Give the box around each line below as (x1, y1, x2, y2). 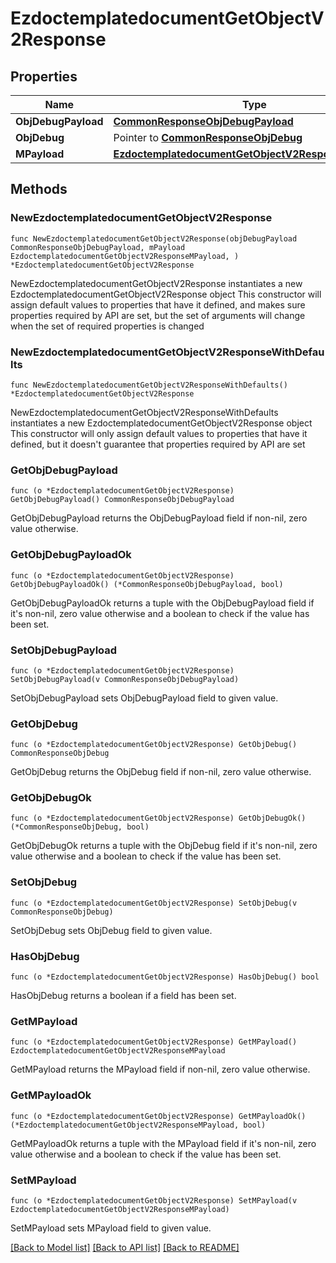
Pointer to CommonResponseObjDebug (113, 131, 303, 144)
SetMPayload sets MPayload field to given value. (10, 1222, 212, 1234)
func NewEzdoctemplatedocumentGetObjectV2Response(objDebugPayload (10, 233, 298, 244)
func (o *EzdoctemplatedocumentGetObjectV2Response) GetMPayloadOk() (10, 1111, 307, 1121)
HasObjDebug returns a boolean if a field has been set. (10, 990, 237, 1002)
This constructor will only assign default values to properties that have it (10, 427, 308, 439)
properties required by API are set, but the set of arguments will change (10, 309, 306, 321)
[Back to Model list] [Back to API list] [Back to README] (10, 1241, 240, 1253)
